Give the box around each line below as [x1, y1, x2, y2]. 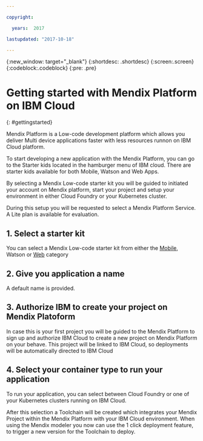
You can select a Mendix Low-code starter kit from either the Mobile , [6, 244, 179, 252]
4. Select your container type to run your [6, 365, 163, 375]
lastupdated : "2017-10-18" [6, 36, 75, 42]
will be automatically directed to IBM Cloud [6, 347, 113, 354]
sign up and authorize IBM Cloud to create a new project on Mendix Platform [6, 334, 198, 342]
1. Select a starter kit [6, 228, 85, 238]
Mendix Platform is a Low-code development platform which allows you [6, 130, 185, 138]
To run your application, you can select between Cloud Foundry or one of [6, 390, 190, 397]
